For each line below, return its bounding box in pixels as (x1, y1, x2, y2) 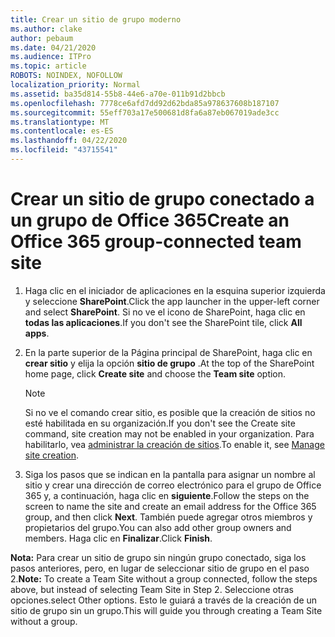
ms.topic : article (10, 61, 87, 71)
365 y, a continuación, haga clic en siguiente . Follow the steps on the (24, 489, 310, 501)
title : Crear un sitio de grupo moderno (10, 14, 182, 25)
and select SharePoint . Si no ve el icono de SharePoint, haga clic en (24, 306, 306, 318)
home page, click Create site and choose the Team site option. (24, 367, 287, 380)
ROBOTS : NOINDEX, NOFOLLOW (10, 71, 123, 81)
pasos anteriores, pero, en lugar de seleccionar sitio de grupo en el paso (10, 562, 310, 574)
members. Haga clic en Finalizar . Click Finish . (24, 532, 213, 544)
